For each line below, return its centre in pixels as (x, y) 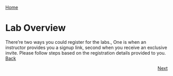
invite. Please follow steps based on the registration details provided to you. (86, 53)
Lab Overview (36, 28)
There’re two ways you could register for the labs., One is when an (76, 42)
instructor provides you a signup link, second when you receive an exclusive (86, 47)
